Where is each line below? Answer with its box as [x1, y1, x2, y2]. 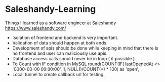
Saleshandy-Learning [5, 3, 96, 15]
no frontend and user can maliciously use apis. [12, 50, 108, 56]
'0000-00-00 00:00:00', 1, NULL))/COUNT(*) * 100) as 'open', [12, 66, 140, 72]
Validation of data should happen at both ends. [12, 40, 108, 45]
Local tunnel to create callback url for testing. [12, 71, 105, 77]
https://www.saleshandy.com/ [5, 25, 67, 31]
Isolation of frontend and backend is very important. [12, 35, 119, 41]
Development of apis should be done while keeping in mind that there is [12, 45, 159, 51]
